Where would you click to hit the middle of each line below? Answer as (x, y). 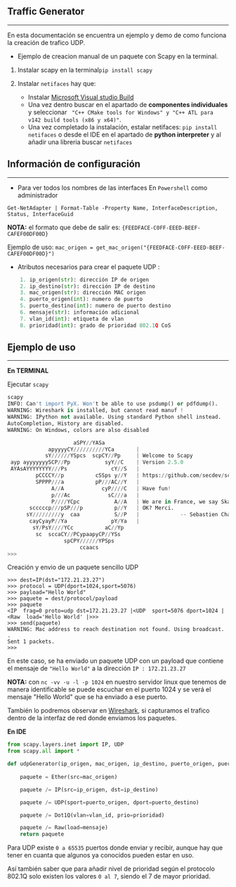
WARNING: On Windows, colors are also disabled (78, 430)
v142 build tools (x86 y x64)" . (74, 120)
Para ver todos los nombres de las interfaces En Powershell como (112, 187)
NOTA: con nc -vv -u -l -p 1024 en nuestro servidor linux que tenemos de (117, 682)
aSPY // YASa (89, 442)
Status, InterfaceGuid (40, 214)
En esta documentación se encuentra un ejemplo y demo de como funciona (117, 35)
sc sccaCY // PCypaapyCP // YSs (78, 534)
